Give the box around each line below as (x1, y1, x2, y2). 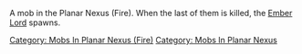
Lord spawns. (9, 17, 61, 28)
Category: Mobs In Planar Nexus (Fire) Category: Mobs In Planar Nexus (9, 35, 278, 45)
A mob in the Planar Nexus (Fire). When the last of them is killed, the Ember (9, 8, 293, 18)
